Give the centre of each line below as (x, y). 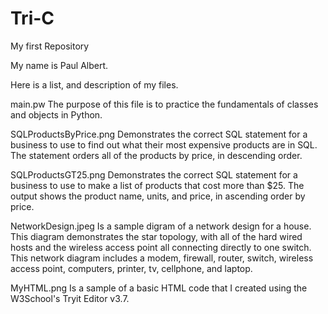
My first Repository (50, 46)
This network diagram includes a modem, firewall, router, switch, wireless (162, 258)
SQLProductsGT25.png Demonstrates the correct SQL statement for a (154, 174)
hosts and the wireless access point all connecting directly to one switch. (161, 247)
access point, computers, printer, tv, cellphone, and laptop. (131, 268)
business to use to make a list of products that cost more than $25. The (157, 185)
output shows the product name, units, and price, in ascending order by (158, 196)
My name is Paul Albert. (59, 65)
